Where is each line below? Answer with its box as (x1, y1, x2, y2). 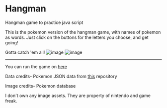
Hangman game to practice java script (5, 19, 83, 25)
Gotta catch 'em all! (5, 49, 45, 55)
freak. (5, 98, 17, 104)
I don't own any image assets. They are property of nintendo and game (5, 93, 151, 99)
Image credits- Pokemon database (5, 83, 76, 89)
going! (5, 39, 18, 45)
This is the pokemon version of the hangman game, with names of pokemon (5, 29, 161, 35)
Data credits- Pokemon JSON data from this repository (5, 73, 118, 79)
